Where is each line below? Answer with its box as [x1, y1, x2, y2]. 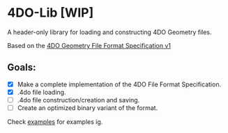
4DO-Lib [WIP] [7, 5, 94, 21]
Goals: [7, 61, 36, 74]
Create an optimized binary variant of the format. [17, 103, 158, 112]
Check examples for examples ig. [7, 118, 103, 126]
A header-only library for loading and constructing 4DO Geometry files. [7, 28, 212, 36]
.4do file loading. [17, 88, 66, 96]
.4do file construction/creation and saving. [17, 95, 140, 104]
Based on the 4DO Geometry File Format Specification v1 [7, 41, 171, 49]
